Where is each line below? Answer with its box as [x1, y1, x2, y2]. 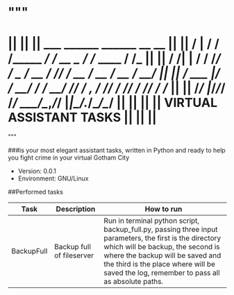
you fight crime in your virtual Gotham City [8, 153, 130, 162]
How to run [144, 204, 183, 214]
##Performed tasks [8, 188, 63, 196]
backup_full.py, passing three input [103, 225, 218, 235]
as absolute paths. [103, 277, 164, 287]
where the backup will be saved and [103, 251, 222, 260]
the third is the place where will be [103, 260, 216, 269]
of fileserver [53, 251, 94, 260]
